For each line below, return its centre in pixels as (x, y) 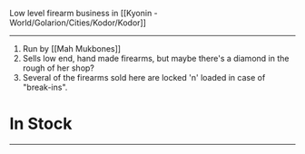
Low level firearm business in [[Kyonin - (84, 13)
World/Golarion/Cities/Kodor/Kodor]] (78, 23)
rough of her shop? (59, 68)
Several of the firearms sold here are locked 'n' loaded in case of (144, 77)
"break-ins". (45, 87)
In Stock (41, 124)
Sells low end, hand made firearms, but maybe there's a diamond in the (156, 58)
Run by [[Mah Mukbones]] (71, 48)
